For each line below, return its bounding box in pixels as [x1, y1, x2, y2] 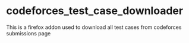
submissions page [6, 29, 51, 37]
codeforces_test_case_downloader [6, 4, 183, 18]
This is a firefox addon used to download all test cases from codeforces [6, 24, 182, 31]
